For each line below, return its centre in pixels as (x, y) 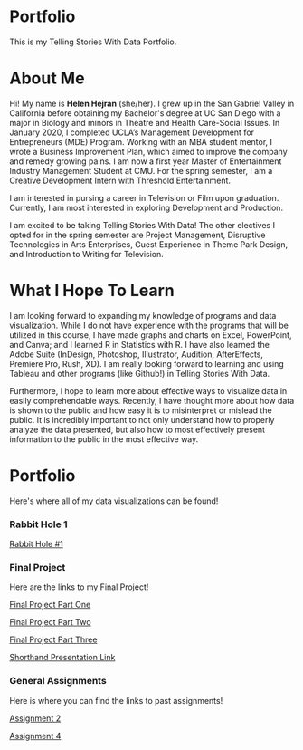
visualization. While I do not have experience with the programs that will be (149, 325)
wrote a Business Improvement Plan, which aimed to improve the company (148, 151)
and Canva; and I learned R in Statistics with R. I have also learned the (139, 344)
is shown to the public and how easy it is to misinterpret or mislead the (141, 410)
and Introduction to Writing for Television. (87, 254)
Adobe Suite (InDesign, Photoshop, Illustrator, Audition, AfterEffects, (137, 354)
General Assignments (58, 681)
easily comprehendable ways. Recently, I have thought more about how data (152, 400)
